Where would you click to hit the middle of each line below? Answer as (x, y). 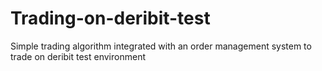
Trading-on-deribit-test (110, 18)
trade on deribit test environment (78, 56)
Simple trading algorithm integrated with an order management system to (161, 46)
